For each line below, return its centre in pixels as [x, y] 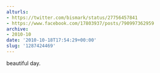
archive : [17, 29]
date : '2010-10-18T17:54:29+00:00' [52, 40]
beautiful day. [24, 63]
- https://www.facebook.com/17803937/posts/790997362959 [80, 23]
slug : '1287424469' [31, 46]
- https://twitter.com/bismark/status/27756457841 [72, 18]
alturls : [17, 12]
